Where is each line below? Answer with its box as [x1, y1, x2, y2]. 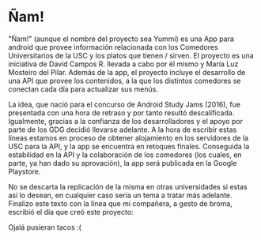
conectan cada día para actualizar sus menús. [8, 84, 158, 94]
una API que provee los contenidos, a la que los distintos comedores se [8, 76, 241, 85]
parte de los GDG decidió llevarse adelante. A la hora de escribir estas [8, 125, 237, 134]
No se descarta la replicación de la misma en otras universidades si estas [8, 182, 248, 191]
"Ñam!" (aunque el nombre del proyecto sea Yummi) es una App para [8, 34, 235, 43]
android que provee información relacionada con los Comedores [8, 42, 219, 51]
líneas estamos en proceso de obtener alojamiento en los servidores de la [8, 133, 249, 142]
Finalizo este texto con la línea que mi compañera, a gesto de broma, [8, 198, 233, 208]
